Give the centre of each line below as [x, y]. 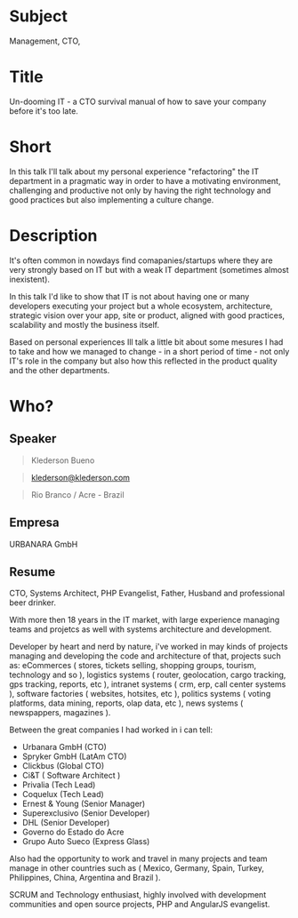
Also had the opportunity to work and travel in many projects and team [139, 858]
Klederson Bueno [63, 460]
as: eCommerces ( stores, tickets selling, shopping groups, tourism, [133, 666]
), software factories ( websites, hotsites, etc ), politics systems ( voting [140, 694]
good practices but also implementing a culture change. [112, 200]
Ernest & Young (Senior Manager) [84, 804]
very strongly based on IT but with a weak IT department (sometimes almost [149, 269]
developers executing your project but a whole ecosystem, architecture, [141, 306]
